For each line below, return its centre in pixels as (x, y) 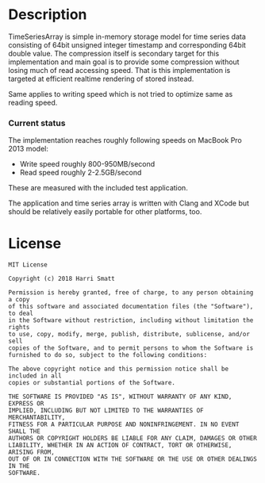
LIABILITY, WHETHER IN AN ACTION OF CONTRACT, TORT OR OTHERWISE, (120, 446)
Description (48, 15)
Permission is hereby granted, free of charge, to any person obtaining (131, 293)
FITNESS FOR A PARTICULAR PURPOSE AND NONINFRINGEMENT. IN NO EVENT (124, 425)
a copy (19, 300)
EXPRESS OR (26, 404)
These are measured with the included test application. (98, 188)
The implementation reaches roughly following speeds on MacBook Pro (125, 140)
